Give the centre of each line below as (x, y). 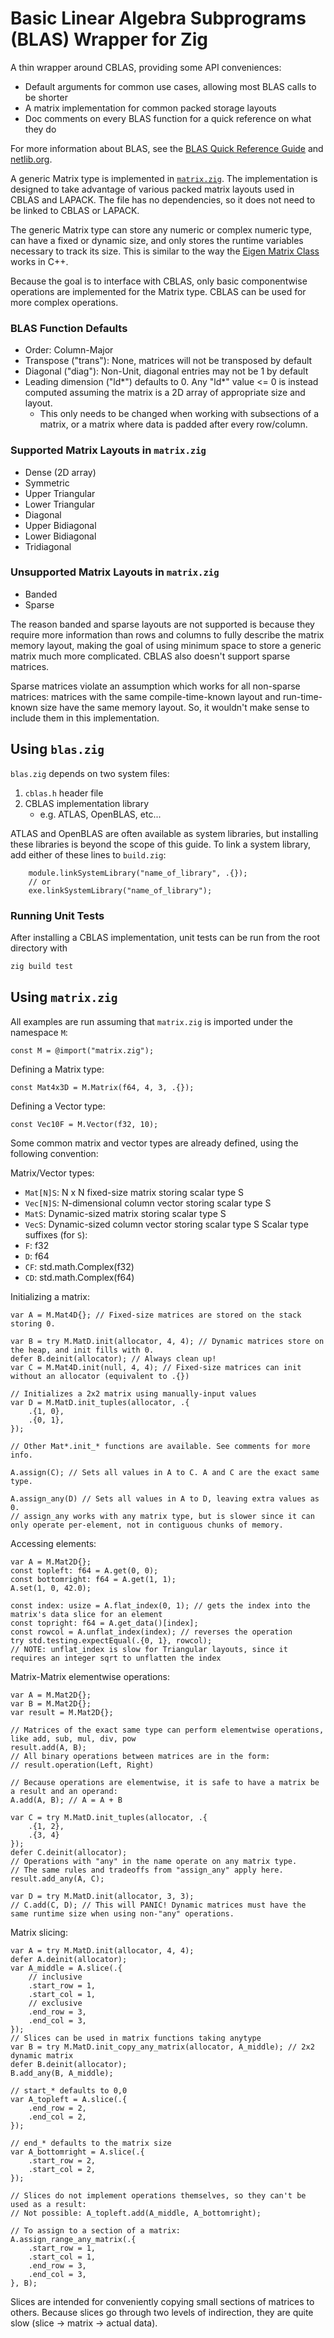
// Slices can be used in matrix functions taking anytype (136, 2038)
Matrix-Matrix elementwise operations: (90, 1676)
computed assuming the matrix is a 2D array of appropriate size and (165, 393)
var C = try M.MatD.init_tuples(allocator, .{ (109, 1817)
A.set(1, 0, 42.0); (51, 1588)
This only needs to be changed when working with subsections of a (179, 414)
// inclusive (55, 1977)
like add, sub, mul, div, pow (73, 1738)
